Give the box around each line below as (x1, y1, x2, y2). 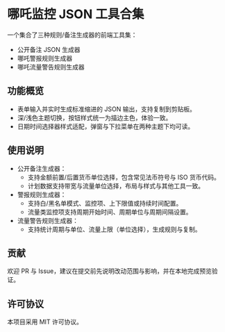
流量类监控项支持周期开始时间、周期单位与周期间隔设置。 (27, 208, 192, 216)
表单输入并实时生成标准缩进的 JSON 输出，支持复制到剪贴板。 (17, 105, 196, 113)
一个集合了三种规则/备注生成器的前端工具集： (7, 31, 137, 39)
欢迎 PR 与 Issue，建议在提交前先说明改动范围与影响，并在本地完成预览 (7, 267, 212, 275)
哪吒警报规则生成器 (17, 53, 73, 63)
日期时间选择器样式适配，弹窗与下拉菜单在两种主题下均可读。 (17, 122, 194, 131)
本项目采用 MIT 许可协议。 (7, 317, 83, 326)
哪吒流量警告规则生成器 (17, 63, 85, 71)
